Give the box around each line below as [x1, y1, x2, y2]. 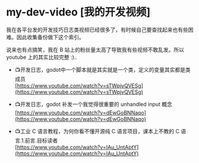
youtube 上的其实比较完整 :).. [6, 53, 77, 60]
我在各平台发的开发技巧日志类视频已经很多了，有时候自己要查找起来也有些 [6, 26, 188, 33]
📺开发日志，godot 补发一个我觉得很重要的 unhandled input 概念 [14, 100, 172, 107]
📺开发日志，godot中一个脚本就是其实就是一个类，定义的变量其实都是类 [14, 66, 191, 73]
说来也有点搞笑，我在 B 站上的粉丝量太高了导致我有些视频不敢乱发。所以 [6, 46, 185, 53]
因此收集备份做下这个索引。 [16, 33, 84, 40]
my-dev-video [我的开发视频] [6, 5, 151, 19]
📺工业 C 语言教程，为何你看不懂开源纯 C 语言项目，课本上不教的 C [14, 127, 180, 135]
